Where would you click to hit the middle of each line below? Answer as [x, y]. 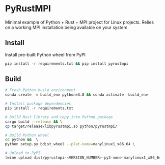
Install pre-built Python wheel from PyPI [45, 55]
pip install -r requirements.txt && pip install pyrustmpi [67, 64]
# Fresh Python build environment [41, 90]
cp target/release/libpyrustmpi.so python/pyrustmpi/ [61, 126]
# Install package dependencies [38, 104]
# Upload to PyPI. [24, 153]
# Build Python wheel [27, 135]
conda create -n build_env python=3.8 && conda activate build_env [77, 95]
